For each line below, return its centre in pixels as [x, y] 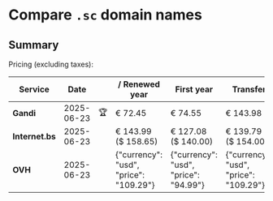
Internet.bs [35, 137]
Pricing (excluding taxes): [51, 64]
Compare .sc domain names [106, 15]
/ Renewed [139, 84]
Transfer [249, 89]
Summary [34, 45]
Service [35, 89]
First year [194, 89]
